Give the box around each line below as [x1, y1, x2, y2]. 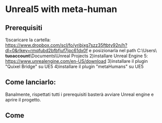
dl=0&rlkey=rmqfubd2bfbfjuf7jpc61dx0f [5, 48, 88, 53]
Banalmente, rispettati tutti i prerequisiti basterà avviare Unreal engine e [5, 91, 154, 97]
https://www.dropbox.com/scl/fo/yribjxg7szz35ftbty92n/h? [5, 42, 127, 48]
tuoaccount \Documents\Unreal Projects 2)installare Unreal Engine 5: [5, 53, 148, 59]
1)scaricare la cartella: [5, 37, 51, 43]
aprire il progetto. [5, 96, 41, 102]
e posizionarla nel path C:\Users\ [89, 48, 157, 53]
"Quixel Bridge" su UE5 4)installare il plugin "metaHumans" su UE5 [5, 64, 144, 69]
